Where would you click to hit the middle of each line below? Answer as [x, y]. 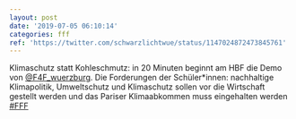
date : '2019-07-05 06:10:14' [64, 26]
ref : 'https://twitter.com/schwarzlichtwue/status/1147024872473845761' [148, 42]
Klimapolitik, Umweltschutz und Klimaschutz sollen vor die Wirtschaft [137, 87]
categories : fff [39, 34]
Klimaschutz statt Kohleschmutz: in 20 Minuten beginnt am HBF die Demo [146, 68]
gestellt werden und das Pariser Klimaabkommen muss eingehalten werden [148, 97]
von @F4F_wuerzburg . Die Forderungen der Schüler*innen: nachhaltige [142, 78]
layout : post [34, 17]
